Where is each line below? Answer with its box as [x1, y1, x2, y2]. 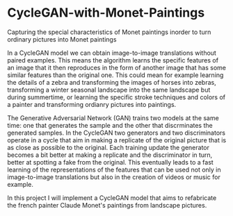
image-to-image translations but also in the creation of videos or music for [7, 172, 220, 181]
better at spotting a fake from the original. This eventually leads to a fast [7, 158, 214, 166]
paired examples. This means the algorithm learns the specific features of [7, 56, 219, 64]
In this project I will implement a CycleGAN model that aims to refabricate [7, 193, 217, 202]
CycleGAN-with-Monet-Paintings [7, 5, 205, 21]
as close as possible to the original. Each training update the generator [7, 143, 210, 151]
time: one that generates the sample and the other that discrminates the [7, 121, 214, 129]
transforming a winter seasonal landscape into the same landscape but [7, 85, 211, 94]
